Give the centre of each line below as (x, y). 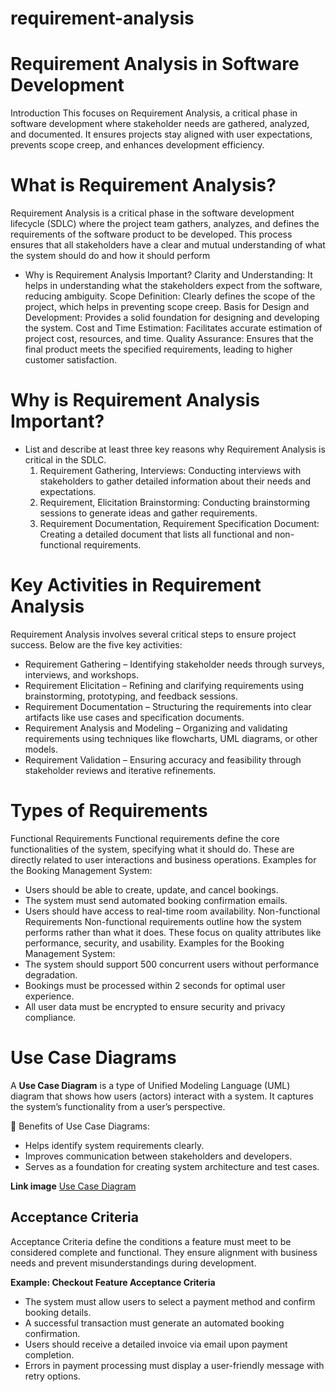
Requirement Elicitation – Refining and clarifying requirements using (164, 685)
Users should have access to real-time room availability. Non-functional (172, 911)
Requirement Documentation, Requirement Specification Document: (179, 523)
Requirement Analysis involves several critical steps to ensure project (153, 634)
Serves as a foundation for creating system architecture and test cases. (172, 1166)
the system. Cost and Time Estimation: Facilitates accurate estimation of (173, 328)
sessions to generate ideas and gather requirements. (148, 513)
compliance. (50, 1017)
